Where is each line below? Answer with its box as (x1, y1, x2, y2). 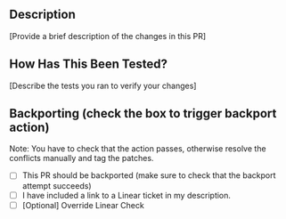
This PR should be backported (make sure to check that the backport (21, 170, 276, 181)
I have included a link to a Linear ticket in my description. (21, 190, 232, 200)
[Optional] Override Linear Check (21, 199, 144, 210)
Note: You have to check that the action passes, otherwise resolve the (9, 143, 266, 154)
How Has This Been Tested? (9, 57, 168, 72)
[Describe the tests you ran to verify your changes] (9, 80, 197, 91)
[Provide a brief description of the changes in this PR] (9, 30, 207, 41)
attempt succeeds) (21, 180, 92, 191)
